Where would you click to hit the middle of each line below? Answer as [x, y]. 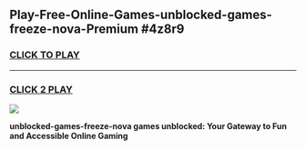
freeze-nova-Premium [74, 30]
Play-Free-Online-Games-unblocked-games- [141, 15]
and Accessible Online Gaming [69, 135]
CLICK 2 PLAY [41, 89]
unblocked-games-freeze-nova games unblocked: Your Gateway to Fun [148, 125]
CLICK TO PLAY [45, 55]
